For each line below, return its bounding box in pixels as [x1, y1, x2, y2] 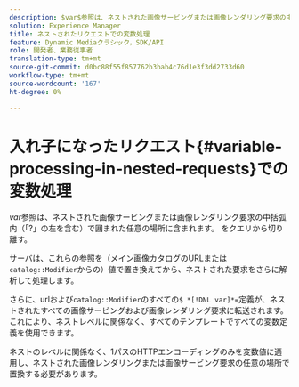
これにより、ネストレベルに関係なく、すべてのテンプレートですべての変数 [9, 317, 280, 327]
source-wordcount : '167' [9, 79, 101, 88]
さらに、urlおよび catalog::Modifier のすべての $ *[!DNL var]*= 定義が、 [9, 294, 271, 305]
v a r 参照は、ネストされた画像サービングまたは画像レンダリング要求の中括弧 [9, 212, 287, 222]
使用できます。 [24, 327, 79, 338]
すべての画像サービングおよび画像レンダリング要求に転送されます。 [39, 305, 289, 316]
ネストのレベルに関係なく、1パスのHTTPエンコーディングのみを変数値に [9, 346, 275, 357]
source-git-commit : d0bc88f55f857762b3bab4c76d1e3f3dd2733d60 [9, 63, 245, 72]
